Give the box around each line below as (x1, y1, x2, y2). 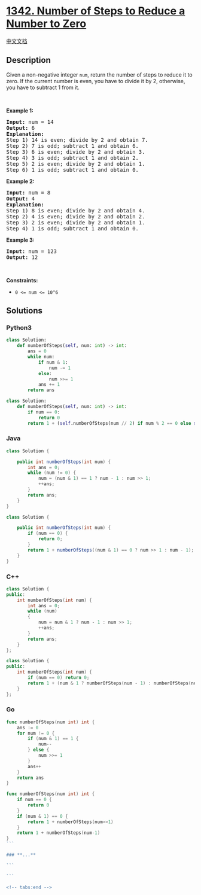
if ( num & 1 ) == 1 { (28, 736, 79, 742)
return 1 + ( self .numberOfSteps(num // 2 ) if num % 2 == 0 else (28, 420, 191, 426)
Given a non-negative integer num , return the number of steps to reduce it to (6, 71, 193, 78)
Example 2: (6, 178, 35, 185)
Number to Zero (6, 17, 87, 31)
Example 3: (6, 236, 35, 243)
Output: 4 (6, 195, 35, 202)
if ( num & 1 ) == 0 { (17, 813, 68, 819)
